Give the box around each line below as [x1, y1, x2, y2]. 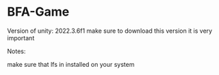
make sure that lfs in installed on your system [7, 60, 135, 68]
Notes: [7, 47, 26, 55]
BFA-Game [7, 4, 70, 20]
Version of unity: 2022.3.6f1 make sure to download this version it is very [7, 27, 213, 35]
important [7, 33, 35, 42]
